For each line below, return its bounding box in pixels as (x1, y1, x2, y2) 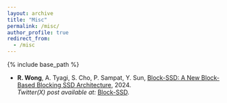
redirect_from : (7, 35, 51, 42)
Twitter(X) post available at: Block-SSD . (16, 88, 130, 96)
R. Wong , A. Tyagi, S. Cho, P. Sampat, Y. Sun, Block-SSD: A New (16, 74, 200, 82)
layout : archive (7, 10, 53, 17)
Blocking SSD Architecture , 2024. (36, 81, 132, 89)
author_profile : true (7, 29, 69, 36)
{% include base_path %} (7, 61, 80, 68)
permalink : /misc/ (7, 23, 60, 29)
